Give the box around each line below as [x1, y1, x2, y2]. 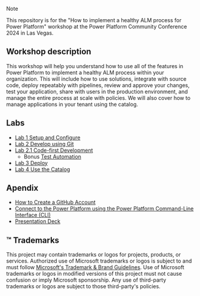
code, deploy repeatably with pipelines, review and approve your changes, [6, 81, 190, 89]
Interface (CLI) [14, 212, 51, 219]
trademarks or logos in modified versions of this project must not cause [6, 270, 182, 277]
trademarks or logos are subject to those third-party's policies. [6, 283, 161, 290]
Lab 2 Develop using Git [14, 140, 74, 147]
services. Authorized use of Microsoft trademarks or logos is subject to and [6, 257, 192, 265]
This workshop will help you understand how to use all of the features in [6, 62, 184, 69]
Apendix [6, 183, 39, 193]
